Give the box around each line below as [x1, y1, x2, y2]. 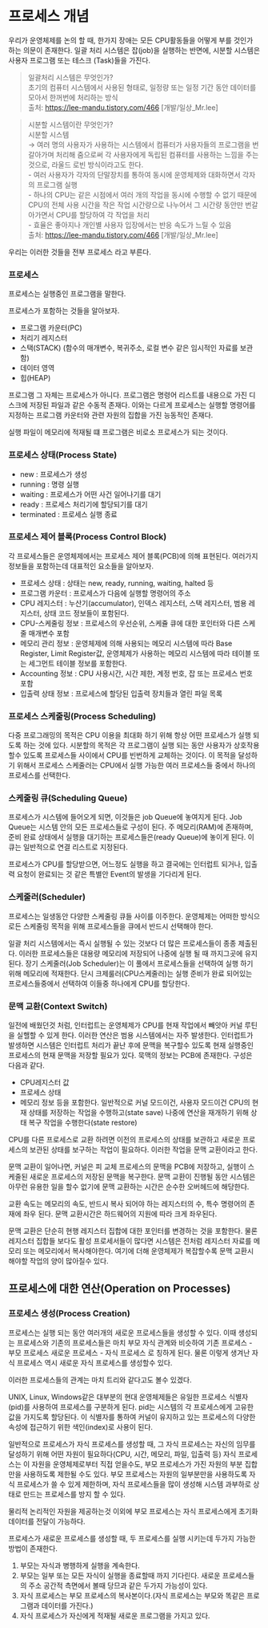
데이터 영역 [19, 363, 55, 373]
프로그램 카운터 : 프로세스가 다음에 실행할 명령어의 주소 [19, 588, 191, 598]
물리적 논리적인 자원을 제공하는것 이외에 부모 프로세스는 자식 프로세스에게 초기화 [8, 1506, 258, 1516]
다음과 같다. [8, 1060, 46, 1070]
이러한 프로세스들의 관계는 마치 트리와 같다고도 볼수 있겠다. [8, 1374, 192, 1385]
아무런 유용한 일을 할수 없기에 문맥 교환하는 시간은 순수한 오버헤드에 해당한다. [8, 1182, 250, 1192]
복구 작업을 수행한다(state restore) [28, 1117, 138, 1128]
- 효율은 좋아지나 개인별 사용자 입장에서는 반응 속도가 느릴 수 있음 [27, 220, 232, 230]
